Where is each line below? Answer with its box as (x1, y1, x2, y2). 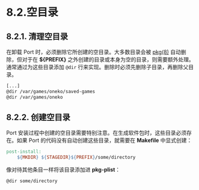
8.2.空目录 (6, 5, 58, 19)
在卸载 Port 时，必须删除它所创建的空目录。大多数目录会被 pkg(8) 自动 (6, 49, 182, 55)
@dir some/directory (6, 178, 58, 184)
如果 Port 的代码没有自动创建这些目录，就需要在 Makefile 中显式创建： (16, 136, 192, 144)
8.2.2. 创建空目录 (6, 112, 71, 123)
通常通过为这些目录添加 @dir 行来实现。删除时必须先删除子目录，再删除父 (6, 64, 189, 70)
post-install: (6, 149, 42, 155)
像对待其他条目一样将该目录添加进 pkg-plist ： (6, 166, 121, 173)
